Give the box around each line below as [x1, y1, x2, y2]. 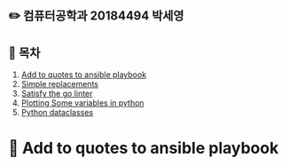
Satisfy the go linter [20, 88, 93, 99]
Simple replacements [20, 79, 99, 90]
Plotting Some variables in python [20, 98, 144, 108]
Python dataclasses [20, 107, 94, 118]
